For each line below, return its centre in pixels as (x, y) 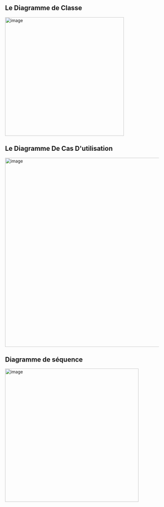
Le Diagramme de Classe (44, 8)
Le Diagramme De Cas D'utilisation (59, 149)
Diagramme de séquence (44, 360)
